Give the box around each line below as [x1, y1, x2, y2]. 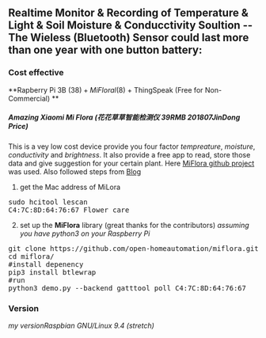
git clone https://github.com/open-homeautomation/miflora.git [8, 244, 259, 253]
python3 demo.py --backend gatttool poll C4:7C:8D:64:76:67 [8, 283, 247, 292]
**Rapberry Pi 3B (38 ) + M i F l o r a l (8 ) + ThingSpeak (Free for [8, 85, 203, 94]
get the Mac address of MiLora [19, 182, 121, 192]
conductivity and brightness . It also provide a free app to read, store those [8, 150, 251, 159]
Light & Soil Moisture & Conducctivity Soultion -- [8, 19, 253, 32]
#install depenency [8, 260, 84, 268]
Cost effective [8, 67, 64, 78]
